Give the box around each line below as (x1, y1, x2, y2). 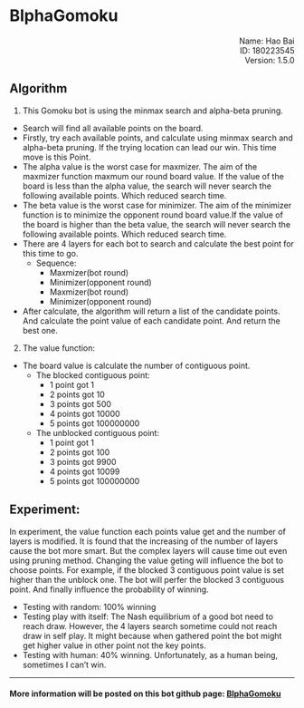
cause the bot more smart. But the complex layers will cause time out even (9, 545, 288, 556)
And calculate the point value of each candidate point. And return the (22, 315, 280, 326)
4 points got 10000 (49, 408, 120, 419)
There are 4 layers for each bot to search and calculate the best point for (22, 238, 294, 249)
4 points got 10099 (49, 466, 120, 477)
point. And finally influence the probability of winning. (9, 584, 210, 595)
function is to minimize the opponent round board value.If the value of (22, 209, 283, 220)
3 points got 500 (49, 398, 111, 409)
